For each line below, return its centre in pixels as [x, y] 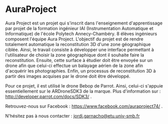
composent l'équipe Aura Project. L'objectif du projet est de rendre [74, 39]
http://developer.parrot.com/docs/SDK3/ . [49, 96]
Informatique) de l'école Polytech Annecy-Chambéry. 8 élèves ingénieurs [81, 33]
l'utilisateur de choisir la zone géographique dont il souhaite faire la [75, 55]
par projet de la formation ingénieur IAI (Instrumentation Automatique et [79, 28]
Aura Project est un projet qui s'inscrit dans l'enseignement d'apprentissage [84, 23]
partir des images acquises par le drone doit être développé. [68, 76]
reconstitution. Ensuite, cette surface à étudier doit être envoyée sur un [79, 60]
